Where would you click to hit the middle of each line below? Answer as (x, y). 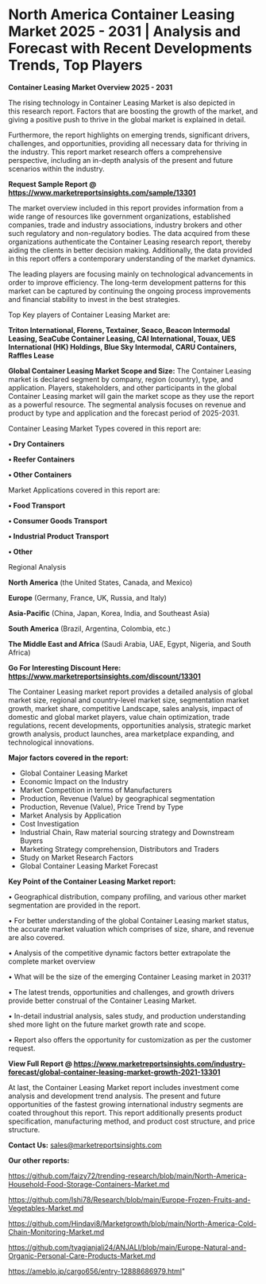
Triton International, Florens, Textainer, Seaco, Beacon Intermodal (119, 330)
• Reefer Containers (42, 459)
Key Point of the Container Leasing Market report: (92, 881)
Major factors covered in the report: (68, 757)
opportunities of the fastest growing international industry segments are (126, 1104)
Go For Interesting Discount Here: (65, 667)
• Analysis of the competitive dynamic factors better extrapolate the (120, 953)
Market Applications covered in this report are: (84, 489)
